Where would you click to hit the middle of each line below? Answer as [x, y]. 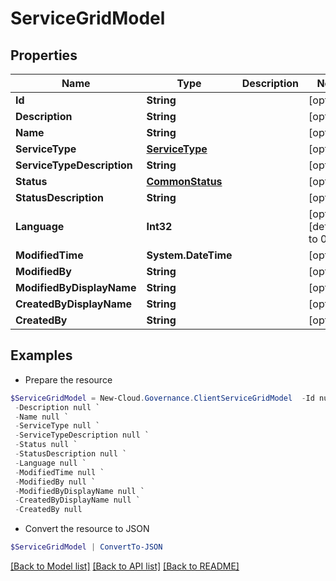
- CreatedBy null [48, 510]
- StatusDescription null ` [71, 454]
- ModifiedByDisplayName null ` [79, 491]
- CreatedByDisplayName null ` [77, 500]
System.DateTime [189, 255]
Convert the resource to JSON [87, 529]
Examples [41, 355]
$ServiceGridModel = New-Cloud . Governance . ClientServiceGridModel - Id [162, 398]
